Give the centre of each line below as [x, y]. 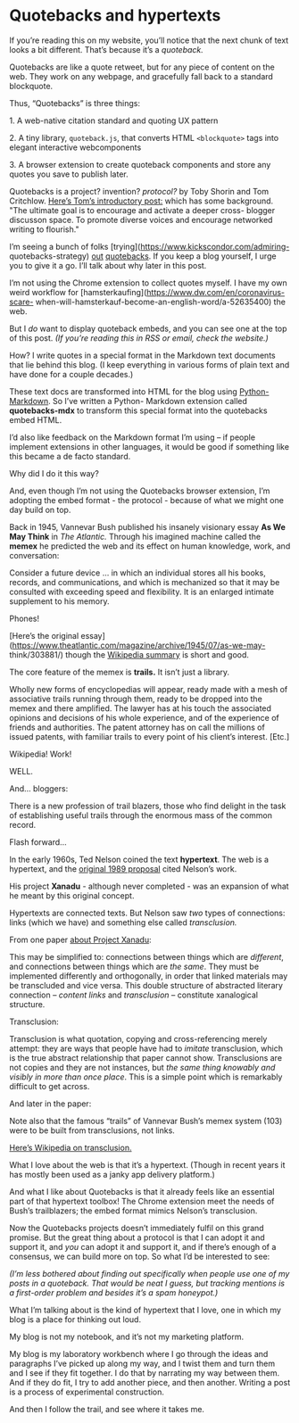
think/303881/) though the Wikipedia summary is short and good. [129, 654]
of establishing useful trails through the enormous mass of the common [141, 815]
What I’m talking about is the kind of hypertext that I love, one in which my [145, 1310]
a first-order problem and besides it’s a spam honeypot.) [114, 1292]
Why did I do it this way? [54, 473]
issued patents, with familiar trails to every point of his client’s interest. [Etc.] [149, 736]
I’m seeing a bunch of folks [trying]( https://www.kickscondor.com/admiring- [149, 246]
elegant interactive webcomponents [75, 147]
